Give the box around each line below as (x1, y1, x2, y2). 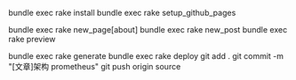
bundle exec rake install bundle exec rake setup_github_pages (8, 8, 236, 18)
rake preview (8, 34, 56, 44)
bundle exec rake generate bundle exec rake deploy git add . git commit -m (8, 51, 284, 61)
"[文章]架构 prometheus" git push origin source (8, 62, 181, 71)
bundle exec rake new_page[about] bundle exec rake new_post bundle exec (8, 25, 288, 34)
